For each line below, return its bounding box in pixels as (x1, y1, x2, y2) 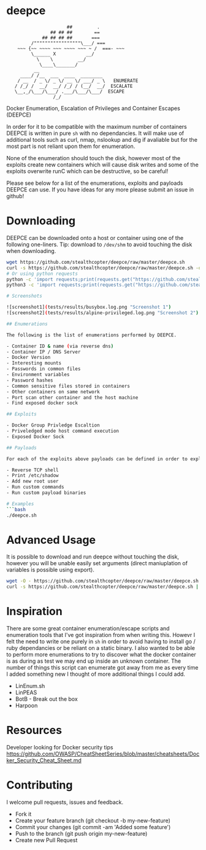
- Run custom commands (6, 484, 64, 490)
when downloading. (6, 247, 56, 255)
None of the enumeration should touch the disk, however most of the (6, 154, 181, 161)
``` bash (6, 506, 26, 512)
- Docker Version (6, 354, 51, 361)
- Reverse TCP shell (6, 467, 59, 473)
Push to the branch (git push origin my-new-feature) (15, 830, 148, 837)
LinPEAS (15, 689, 37, 697)
